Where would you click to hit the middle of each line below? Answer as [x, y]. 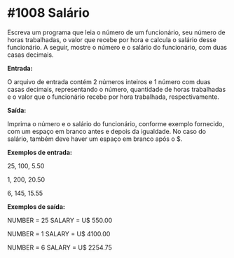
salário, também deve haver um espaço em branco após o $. [95, 139]
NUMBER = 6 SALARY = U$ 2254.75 [60, 247]
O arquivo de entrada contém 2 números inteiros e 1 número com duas [109, 81]
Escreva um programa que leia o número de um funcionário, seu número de [116, 32]
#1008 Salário [48, 13]
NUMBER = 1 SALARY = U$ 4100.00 [59, 233]
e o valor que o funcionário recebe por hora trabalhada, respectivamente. [113, 97]
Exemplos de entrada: [40, 152]
